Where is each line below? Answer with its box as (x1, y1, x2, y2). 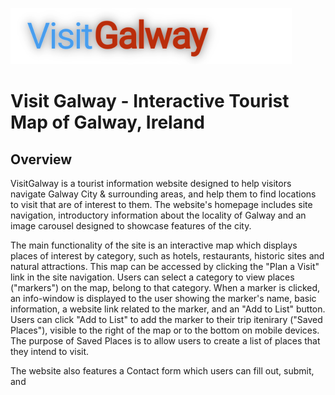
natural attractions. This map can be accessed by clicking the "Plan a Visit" (10, 261, 320, 272)
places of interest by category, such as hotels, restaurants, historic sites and (10, 250, 325, 262)
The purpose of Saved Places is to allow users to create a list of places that (10, 335, 321, 347)
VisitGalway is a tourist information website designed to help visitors (10, 178, 292, 189)
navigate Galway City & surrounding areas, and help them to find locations (10, 188, 317, 200)
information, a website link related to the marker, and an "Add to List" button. (10, 303, 326, 315)
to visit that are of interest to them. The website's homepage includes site (10, 199, 313, 210)
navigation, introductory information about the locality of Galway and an (10, 209, 307, 221)
